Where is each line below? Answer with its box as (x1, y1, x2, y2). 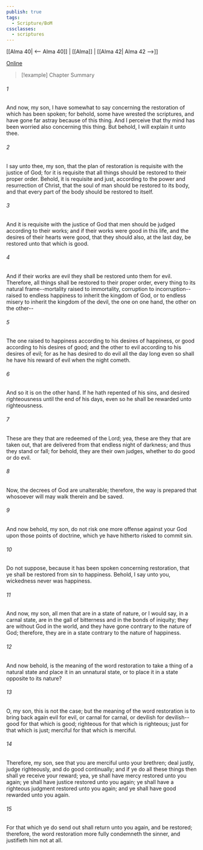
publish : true (6, 8, 42, 15)
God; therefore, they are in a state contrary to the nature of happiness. (6, 629, 181, 636)
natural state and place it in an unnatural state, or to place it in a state (6, 668, 178, 675)
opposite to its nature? (6, 675, 62, 682)
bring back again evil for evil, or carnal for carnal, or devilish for (6, 713, 164, 721)
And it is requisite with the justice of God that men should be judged (6, 220, 175, 227)
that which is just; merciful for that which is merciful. (6, 727, 137, 734)
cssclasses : (6, 25, 36, 32)
